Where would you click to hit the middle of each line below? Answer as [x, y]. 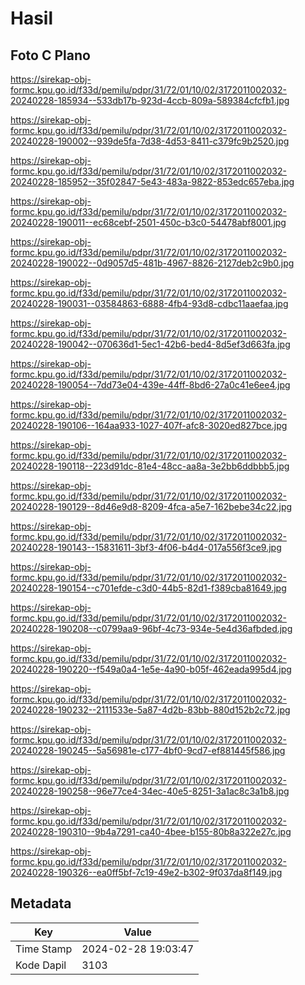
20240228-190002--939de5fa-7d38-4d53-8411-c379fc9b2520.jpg [150, 141]
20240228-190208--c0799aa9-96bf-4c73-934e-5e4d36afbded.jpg [151, 628]
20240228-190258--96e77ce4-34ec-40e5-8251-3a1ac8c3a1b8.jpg [150, 791]
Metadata [41, 903]
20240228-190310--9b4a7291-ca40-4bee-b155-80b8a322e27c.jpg [151, 831]
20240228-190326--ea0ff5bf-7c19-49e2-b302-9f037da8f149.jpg [146, 872]
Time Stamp [44, 949]
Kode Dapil [41, 965]
